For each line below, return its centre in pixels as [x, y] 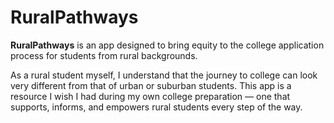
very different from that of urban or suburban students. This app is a [151, 85]
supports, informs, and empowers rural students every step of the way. [156, 107]
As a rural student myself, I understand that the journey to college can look [164, 75]
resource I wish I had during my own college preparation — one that [150, 96]
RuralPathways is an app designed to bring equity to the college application [167, 45]
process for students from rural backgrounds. [104, 55]
